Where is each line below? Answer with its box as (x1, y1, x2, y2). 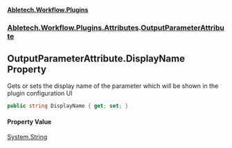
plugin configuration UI (7, 89, 73, 98)
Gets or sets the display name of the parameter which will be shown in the (7, 82, 219, 90)
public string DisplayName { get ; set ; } (7, 102, 129, 110)
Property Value (7, 118, 52, 126)
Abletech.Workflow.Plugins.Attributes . (7, 23, 141, 33)
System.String (7, 133, 48, 141)
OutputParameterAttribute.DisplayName (7, 53, 186, 64)
